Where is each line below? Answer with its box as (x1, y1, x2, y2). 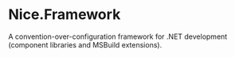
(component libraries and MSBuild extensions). (8, 40, 163, 49)
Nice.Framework (8, 6, 121, 24)
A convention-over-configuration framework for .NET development (8, 32, 228, 41)
